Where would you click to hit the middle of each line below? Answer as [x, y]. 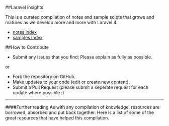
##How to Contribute [27, 47]
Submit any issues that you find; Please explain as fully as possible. [82, 57]
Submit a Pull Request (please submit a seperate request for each [80, 87]
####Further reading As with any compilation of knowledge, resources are [82, 107]
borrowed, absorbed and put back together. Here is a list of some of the [80, 112]
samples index [27, 38]
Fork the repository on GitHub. [44, 77]
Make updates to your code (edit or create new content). [71, 82]
